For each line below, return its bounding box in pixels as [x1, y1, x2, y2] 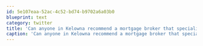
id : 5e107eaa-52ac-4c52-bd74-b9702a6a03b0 [6, 8, 115, 15]
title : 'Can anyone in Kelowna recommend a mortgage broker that [6, 25, 174, 32]
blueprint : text [6, 14, 47, 20]
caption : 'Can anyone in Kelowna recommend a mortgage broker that [6, 31, 180, 37]
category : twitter [6, 20, 53, 26]
